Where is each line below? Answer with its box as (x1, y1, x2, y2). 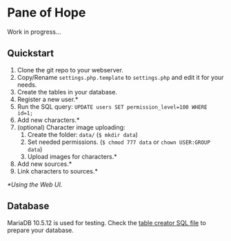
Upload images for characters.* (27, 152, 117, 160)
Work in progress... (7, 28, 61, 36)
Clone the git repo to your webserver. (17, 65, 124, 74)
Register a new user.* (17, 95, 79, 103)
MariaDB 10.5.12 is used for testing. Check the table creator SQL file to (7, 218, 207, 227)
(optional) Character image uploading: (17, 123, 125, 132)
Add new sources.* (17, 160, 72, 168)
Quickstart (7, 48, 54, 59)
